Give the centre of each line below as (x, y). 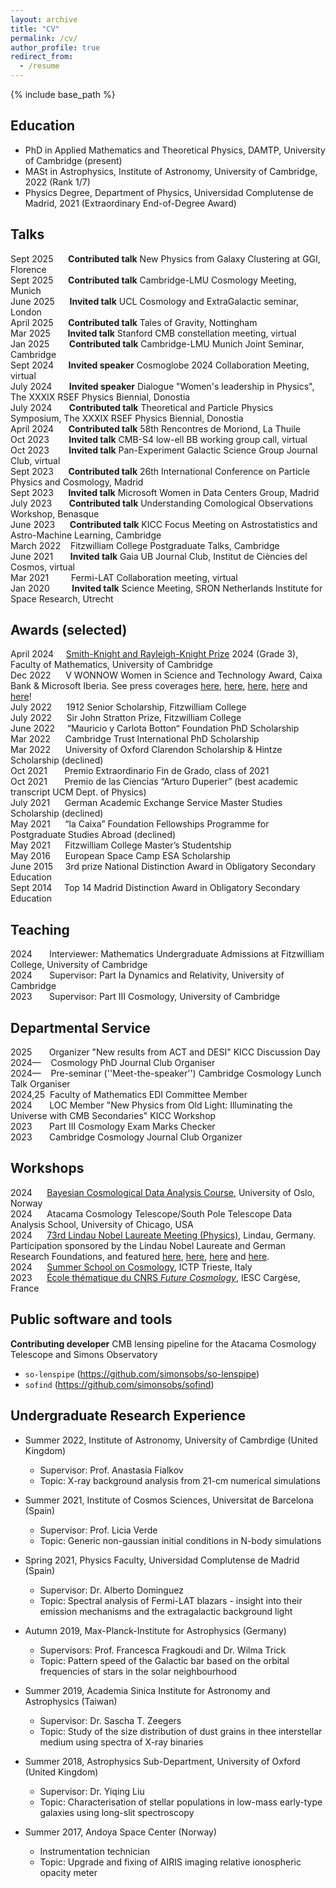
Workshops (47, 1168)
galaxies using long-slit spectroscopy (117, 1812)
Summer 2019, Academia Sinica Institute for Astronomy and (147, 1690)
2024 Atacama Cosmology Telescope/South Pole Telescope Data (151, 1213)
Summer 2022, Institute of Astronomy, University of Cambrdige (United (171, 1440)
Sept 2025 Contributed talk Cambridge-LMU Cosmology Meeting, (153, 280)
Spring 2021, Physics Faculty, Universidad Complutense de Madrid (162, 1560)
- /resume (39, 66)
